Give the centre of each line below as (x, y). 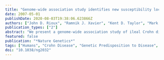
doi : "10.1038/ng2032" (28, 50)
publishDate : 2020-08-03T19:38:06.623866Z (49, 18)
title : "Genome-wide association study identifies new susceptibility (78, 9)
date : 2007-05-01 (23, 14)
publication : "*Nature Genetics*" (40, 41)
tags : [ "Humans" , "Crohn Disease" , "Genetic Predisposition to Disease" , (82, 45)
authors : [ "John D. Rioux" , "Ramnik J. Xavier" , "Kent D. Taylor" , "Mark (82, 23)
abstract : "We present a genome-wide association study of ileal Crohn (79, 32)
